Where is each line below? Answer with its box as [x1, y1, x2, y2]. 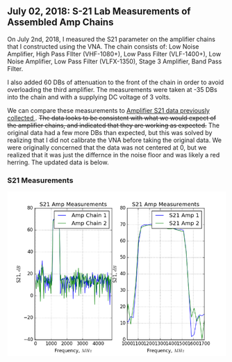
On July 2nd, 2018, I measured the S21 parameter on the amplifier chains [7, 35, 215, 43]
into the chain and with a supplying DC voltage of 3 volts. [7, 93, 172, 101]
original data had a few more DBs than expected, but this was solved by [7, 128, 213, 136]
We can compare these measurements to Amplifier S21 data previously [7, 106, 210, 114]
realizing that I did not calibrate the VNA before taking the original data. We [7, 136, 222, 144]
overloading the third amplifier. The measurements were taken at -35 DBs [7, 85, 217, 93]
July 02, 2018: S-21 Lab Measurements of [7, 6, 191, 17]
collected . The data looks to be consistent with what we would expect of [7, 113, 217, 122]
